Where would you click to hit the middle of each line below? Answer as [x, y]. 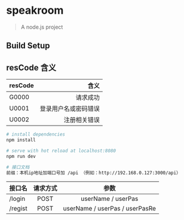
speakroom [35, 10]
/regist [19, 209]
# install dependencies [36, 135]
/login [17, 199]
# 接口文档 [18, 167]
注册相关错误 [82, 120]
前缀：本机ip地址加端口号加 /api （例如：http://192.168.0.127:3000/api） [93, 173]
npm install [21, 140]
